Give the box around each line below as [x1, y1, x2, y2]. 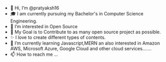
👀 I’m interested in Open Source [10, 24, 78, 29]
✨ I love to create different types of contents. [10, 34, 106, 40]
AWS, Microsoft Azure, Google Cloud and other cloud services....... [10, 46, 152, 51]
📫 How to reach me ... [10, 51, 58, 57]
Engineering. [10, 18, 38, 24]
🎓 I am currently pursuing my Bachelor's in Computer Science [10, 11, 144, 16]
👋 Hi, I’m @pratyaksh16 [10, 5, 59, 11]
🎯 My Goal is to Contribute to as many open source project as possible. [10, 29, 161, 35]
